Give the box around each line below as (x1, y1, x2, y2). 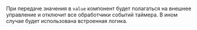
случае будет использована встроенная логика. (6, 18, 128, 24)
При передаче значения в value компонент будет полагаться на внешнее (6, 5, 192, 12)
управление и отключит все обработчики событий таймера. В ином (6, 11, 178, 18)
